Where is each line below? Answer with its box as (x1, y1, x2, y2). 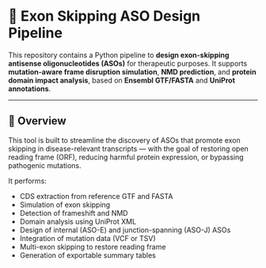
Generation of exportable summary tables (19, 250, 156, 260)
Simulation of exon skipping (19, 200, 111, 209)
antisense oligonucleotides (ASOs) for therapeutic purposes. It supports (8, 59, 248, 68)
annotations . (8, 83, 51, 94)
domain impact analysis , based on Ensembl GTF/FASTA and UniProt (8, 75, 236, 85)
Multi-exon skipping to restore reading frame (19, 242, 166, 251)
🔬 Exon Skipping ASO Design (8, 7, 201, 25)
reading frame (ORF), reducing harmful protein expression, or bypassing (8, 152, 244, 162)
